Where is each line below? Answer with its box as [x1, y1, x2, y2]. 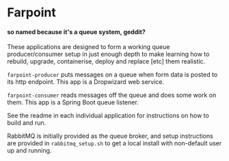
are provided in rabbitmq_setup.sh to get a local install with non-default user [7, 139, 222, 147]
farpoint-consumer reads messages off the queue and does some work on [7, 91, 217, 100]
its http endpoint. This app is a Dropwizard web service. [7, 78, 165, 86]
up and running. [7, 147, 52, 155]
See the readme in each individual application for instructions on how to [7, 111, 210, 120]
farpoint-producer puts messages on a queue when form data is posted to [7, 70, 218, 79]
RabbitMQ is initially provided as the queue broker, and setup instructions [7, 132, 213, 141]
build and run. [7, 119, 46, 127]
